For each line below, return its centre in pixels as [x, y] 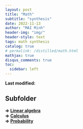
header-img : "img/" [25, 32]
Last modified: [20, 83]
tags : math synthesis [27, 42]
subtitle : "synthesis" [28, 19]
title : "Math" [20, 14]
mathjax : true [20, 55]
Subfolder [21, 99]
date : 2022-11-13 [23, 23]
